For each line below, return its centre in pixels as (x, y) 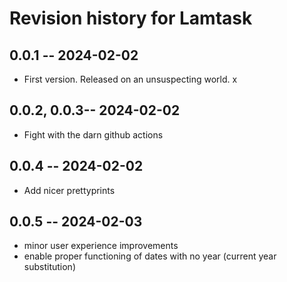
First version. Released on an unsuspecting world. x (130, 79)
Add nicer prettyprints (69, 190)
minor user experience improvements (101, 246)
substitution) (49, 267)
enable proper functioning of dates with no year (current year (150, 256)
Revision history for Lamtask (131, 18)
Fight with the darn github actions (93, 134)
